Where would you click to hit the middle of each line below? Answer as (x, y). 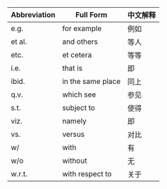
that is (73, 68)
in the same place (92, 81)
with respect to (87, 174)
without (75, 160)
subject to (79, 108)
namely (74, 121)
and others (80, 42)
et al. (19, 42)
